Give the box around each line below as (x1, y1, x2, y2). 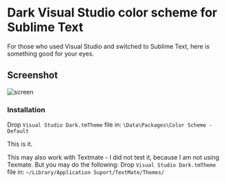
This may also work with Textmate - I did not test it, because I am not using (7, 153, 220, 162)
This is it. (7, 140, 33, 149)
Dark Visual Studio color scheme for (7, 5, 218, 21)
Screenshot (7, 69, 58, 81)
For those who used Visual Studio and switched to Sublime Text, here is (7, 42, 210, 50)
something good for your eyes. (7, 50, 95, 58)
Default (7, 128, 30, 135)
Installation (7, 105, 46, 114)
